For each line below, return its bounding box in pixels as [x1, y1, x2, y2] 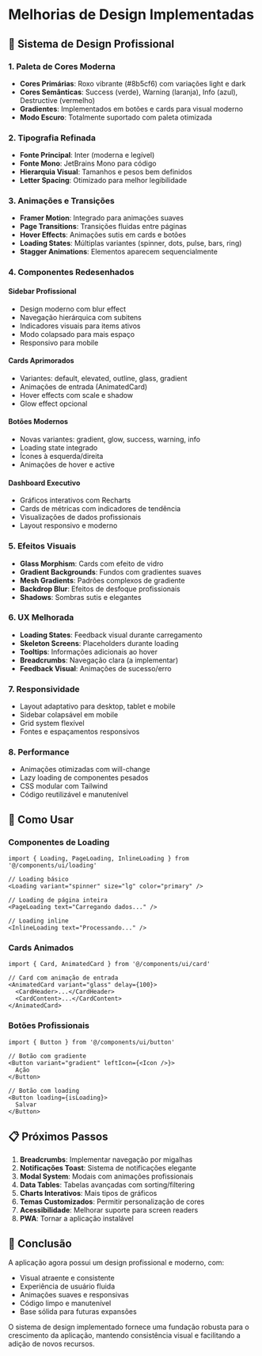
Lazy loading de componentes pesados [19, 773, 149, 782]
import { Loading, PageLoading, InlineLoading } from [8, 854, 190, 863]
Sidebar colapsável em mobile [19, 710, 119, 720]
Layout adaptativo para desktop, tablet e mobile [19, 701, 176, 711]
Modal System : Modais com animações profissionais [19, 1171, 194, 1182]
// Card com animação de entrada [8, 974, 119, 982]
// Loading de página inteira [8, 896, 108, 904]
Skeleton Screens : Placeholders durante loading [19, 638, 179, 647]
